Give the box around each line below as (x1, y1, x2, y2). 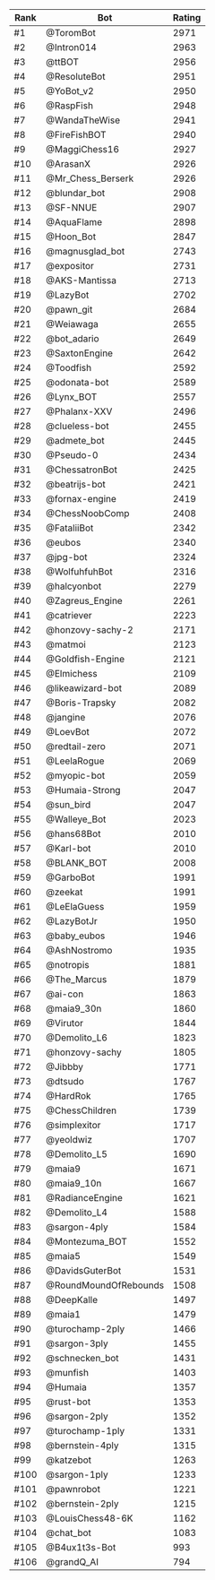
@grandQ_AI (46, 1556, 99, 1567)
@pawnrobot (46, 1483, 101, 1495)
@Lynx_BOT (46, 391, 98, 402)
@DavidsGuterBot (46, 1265, 122, 1276)
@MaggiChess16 (46, 143, 119, 155)
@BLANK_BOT (46, 857, 107, 868)
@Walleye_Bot (46, 813, 107, 825)
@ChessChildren (46, 1104, 117, 1117)
